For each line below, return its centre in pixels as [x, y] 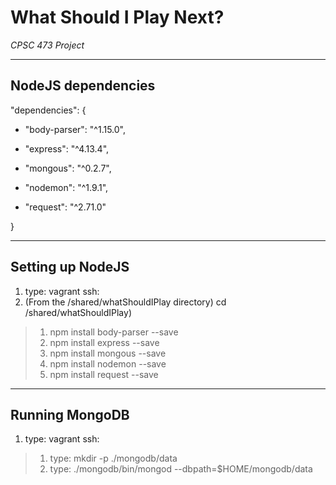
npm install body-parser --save [114, 332]
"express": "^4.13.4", [67, 148]
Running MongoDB [70, 414]
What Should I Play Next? [117, 17]
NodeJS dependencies [83, 86]
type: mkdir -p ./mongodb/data [113, 458]
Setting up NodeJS [70, 267]
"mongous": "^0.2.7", [68, 168]
